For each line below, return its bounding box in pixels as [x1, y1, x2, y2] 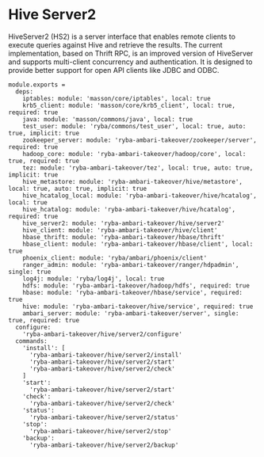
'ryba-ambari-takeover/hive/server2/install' [29, 351, 182, 359]
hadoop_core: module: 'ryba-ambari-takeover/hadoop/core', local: [22, 150, 247, 158]
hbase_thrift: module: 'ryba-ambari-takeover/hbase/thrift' [22, 233, 225, 241]
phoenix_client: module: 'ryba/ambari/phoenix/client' [22, 253, 208, 262]
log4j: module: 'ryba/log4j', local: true [22, 275, 165, 283]
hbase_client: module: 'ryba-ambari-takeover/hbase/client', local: [22, 240, 254, 248]
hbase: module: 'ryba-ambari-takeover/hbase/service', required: [22, 288, 243, 296]
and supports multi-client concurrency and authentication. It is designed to [8, 57, 253, 67]
